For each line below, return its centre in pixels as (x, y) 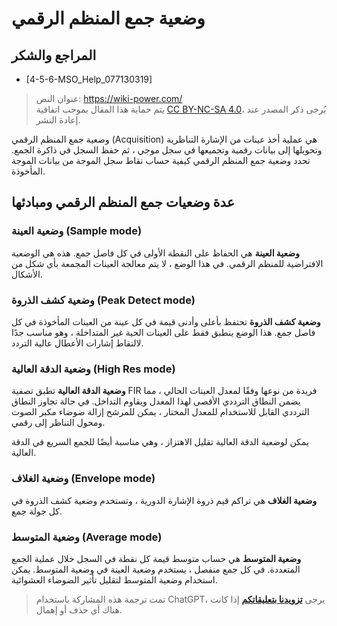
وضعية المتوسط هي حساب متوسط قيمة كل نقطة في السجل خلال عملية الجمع (156, 558)
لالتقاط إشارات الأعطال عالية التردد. (77, 343)
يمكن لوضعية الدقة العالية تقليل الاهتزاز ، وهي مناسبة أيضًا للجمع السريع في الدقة (160, 442)
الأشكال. (27, 274)
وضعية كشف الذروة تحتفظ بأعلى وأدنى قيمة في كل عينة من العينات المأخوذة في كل (166, 321)
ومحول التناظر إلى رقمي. (58, 423)
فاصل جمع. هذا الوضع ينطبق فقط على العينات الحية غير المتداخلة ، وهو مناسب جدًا (163, 332)
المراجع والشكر (54, 55)
